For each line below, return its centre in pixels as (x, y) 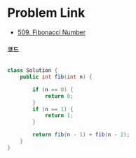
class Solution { (33, 71)
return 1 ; (59, 116)
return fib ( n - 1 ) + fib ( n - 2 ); (81, 135)
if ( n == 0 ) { (53, 89)
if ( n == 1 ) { (53, 109)
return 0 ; (59, 96)
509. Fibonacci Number (52, 32)
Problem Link (46, 13)
